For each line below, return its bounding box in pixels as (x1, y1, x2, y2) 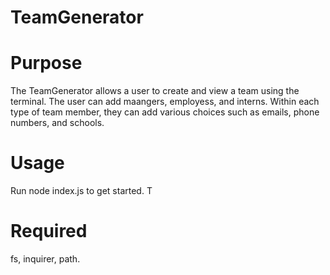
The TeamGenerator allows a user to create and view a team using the (10, 85, 300, 97)
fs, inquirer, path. (10, 253, 81, 265)
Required (10, 220, 88, 243)
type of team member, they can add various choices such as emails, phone (10, 106, 320, 118)
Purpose (10, 52, 83, 75)
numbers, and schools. (10, 117, 105, 129)
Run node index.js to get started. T (10, 185, 153, 197)
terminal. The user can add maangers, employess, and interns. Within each (10, 96, 320, 108)
